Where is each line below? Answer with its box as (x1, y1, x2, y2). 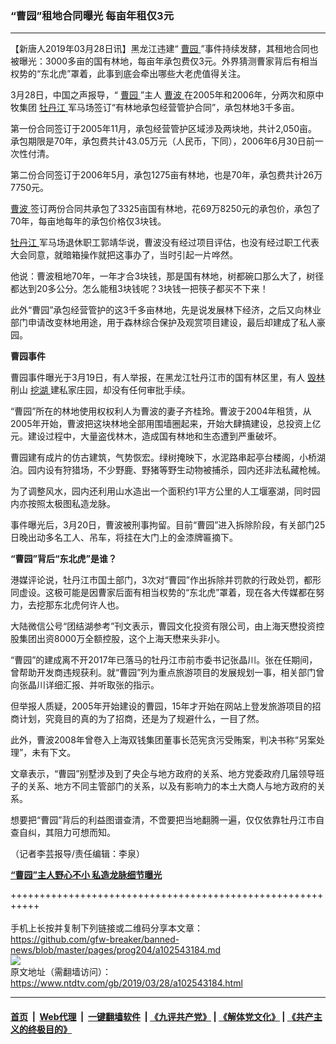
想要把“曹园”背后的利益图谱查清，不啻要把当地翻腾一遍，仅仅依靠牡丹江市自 (10, 814, 325, 826)
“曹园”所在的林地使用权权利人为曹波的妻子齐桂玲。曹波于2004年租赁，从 (10, 405, 312, 417)
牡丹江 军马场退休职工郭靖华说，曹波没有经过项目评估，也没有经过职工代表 (10, 237, 320, 249)
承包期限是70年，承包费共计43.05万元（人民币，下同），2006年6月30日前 (10, 135, 315, 147)
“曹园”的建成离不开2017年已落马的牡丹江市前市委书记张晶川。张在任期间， (10, 654, 318, 666)
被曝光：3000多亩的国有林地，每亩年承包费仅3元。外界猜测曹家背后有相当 (10, 55, 318, 67)
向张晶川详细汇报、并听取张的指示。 (10, 679, 160, 691)
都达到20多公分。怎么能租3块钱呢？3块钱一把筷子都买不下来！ (10, 283, 269, 295)
